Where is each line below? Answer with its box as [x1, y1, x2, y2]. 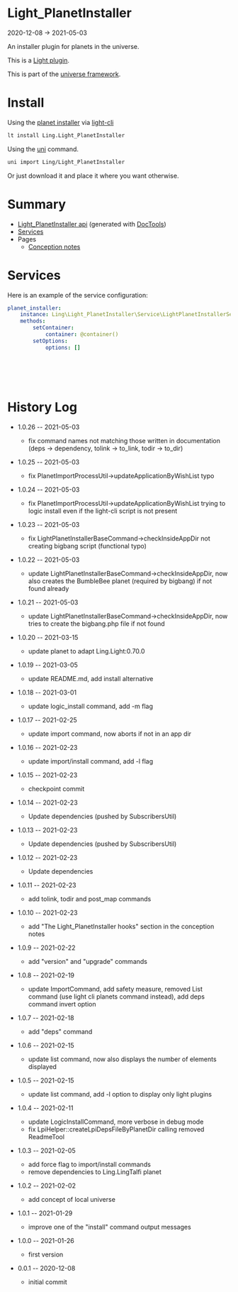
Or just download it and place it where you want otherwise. [7, 171, 179, 180]
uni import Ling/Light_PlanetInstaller [7, 158, 125, 165]
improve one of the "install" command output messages [28, 1222, 191, 1231]
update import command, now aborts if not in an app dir [28, 729, 192, 738]
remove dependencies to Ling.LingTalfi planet [28, 1167, 161, 1176]
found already [28, 584, 69, 592]
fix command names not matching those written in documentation [28, 436, 221, 445]
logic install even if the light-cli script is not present [28, 506, 178, 515]
